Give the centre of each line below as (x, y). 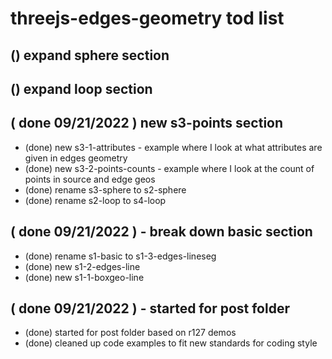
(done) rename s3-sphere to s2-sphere (105, 189)
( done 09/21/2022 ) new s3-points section (147, 123)
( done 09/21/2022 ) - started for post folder (150, 308)
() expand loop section (81, 88)
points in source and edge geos (90, 179)
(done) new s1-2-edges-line (82, 266)
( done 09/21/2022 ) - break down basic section (161, 232)
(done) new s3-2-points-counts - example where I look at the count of (169, 168)
